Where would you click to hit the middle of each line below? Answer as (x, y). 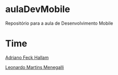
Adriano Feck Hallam (27, 57)
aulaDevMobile (38, 9)
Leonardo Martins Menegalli (35, 67)
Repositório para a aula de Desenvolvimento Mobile (59, 23)
